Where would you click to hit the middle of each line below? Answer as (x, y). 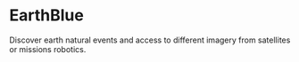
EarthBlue (47, 15)
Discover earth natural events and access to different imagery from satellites (150, 40)
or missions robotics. (48, 49)
